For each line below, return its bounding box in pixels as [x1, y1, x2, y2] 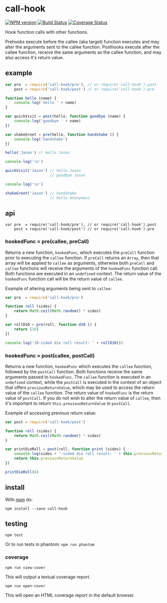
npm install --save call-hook [5, 506, 68, 511]
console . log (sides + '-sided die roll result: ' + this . [14, 452, 135, 456]
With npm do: [5, 496, 33, 502]
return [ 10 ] [14, 326, 39, 332]
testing [5, 520, 28, 528]
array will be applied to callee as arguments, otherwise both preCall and [5, 260, 155, 266]
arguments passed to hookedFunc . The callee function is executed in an [5, 374, 151, 380]
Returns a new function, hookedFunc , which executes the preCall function [5, 249, 155, 255]
